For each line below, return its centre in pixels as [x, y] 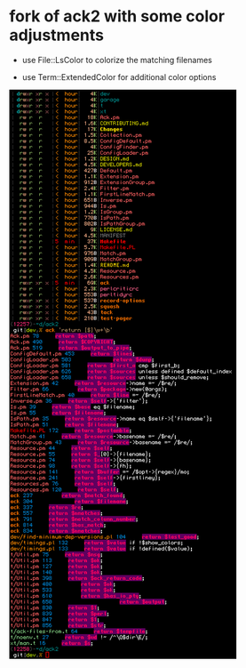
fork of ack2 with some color [117, 16]
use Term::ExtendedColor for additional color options [119, 76]
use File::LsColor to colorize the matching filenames [117, 60]
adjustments [57, 35]
